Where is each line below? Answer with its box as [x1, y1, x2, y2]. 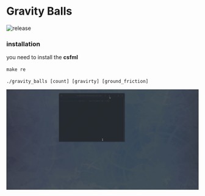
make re [6, 67, 26, 73]
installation [6, 40, 41, 48]
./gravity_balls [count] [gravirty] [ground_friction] [6, 78, 149, 85]
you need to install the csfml [6, 54, 78, 61]
